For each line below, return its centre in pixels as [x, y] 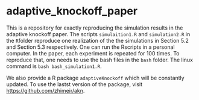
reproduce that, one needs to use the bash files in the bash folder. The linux [99, 60]
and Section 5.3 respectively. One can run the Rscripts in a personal [90, 47]
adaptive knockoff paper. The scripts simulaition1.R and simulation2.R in [98, 34]
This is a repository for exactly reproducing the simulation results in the [95, 28]
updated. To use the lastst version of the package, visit [74, 84]
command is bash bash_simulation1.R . [54, 66]
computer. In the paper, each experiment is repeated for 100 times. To [93, 53]
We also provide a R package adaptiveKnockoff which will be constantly [96, 78]
